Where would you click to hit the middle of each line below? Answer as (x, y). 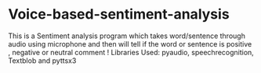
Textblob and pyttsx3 (42, 61)
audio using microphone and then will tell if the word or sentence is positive (130, 43)
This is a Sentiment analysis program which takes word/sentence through (127, 36)
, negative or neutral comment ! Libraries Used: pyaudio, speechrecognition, (131, 52)
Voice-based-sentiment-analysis (119, 14)
